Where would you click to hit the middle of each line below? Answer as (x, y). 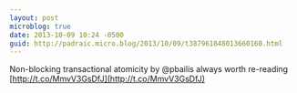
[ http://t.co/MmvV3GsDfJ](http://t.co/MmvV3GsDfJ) (108, 79)
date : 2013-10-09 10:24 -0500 (67, 35)
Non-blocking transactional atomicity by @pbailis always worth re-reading (149, 69)
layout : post (34, 18)
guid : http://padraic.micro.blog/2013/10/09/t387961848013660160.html (146, 43)
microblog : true (40, 26)
